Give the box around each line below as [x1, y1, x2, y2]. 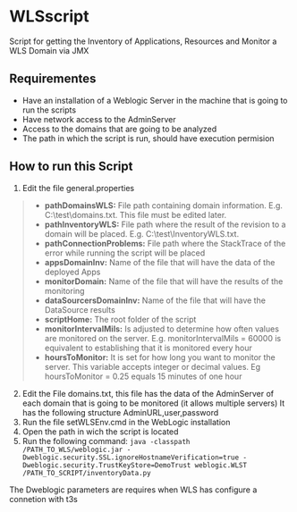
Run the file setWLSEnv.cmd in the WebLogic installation [21, 416, 231, 427]
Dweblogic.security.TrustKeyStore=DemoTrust [21, 460, 191, 470]
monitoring [44, 285, 85, 296]
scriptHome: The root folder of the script [44, 314, 197, 324]
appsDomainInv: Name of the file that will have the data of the [44, 256, 276, 267]
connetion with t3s [9, 493, 78, 504]
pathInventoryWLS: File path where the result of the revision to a [44, 219, 286, 230]
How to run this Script [9, 159, 133, 174]
